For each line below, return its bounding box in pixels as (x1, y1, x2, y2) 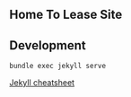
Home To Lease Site (9, 7, 123, 22)
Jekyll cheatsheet (9, 77, 74, 88)
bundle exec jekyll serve (9, 62, 106, 71)
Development (9, 38, 87, 53)
